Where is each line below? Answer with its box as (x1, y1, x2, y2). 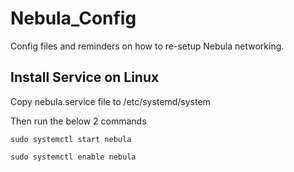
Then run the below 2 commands (10, 115, 147, 127)
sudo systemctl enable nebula (10, 152, 137, 162)
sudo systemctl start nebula (10, 134, 132, 144)
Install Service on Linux (10, 69, 160, 86)
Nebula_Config (10, 7, 137, 30)
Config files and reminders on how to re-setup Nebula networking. (10, 40, 285, 52)
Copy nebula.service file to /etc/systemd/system (10, 95, 211, 107)
